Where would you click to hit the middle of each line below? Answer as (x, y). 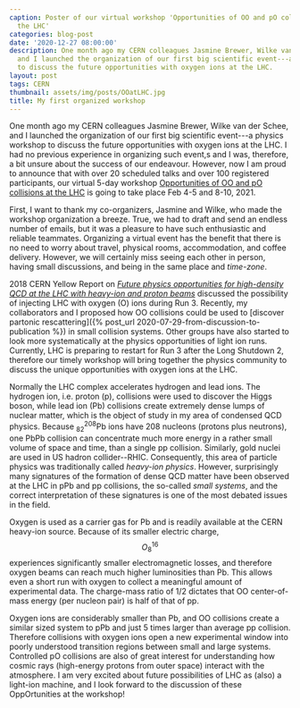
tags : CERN (29, 84)
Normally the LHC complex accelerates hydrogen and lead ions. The (135, 387)
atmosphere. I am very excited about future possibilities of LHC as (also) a (146, 675)
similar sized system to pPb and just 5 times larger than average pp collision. (150, 628)
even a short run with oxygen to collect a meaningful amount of (126, 582)
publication (30, 332)
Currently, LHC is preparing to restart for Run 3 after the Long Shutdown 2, (146, 350)
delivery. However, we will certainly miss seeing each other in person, (137, 257)
